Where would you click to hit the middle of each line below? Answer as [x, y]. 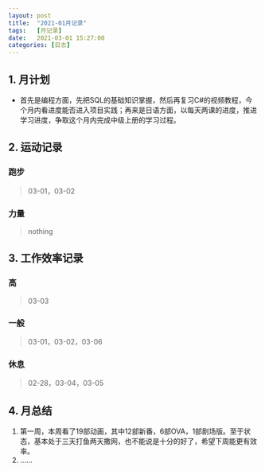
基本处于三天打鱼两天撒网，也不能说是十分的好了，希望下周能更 [138, 442]
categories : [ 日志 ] [39, 45]
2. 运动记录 [35, 148]
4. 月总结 [30, 411]
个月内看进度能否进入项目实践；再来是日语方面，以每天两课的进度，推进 [138, 110]
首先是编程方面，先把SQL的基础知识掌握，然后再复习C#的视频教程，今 [136, 99]
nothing [40, 231]
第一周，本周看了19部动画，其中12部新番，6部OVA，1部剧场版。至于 [132, 431]
